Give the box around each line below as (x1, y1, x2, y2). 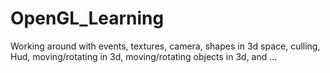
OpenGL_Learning (10, 7, 165, 30)
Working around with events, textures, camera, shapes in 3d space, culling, (10, 40, 321, 52)
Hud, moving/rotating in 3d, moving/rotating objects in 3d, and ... (10, 50, 278, 62)
